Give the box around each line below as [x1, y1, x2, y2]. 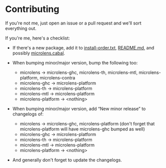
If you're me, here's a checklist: [5, 35, 70, 41]
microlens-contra [39, 74, 75, 80]
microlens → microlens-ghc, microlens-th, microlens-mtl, [19, 69, 138, 75]
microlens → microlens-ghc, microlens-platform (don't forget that [19, 120, 155, 126]
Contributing [5, 3, 59, 15]
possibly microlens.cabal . [12, 50, 65, 56]
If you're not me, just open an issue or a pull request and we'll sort [5, 20, 141, 26]
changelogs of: [12, 111, 44, 117]
